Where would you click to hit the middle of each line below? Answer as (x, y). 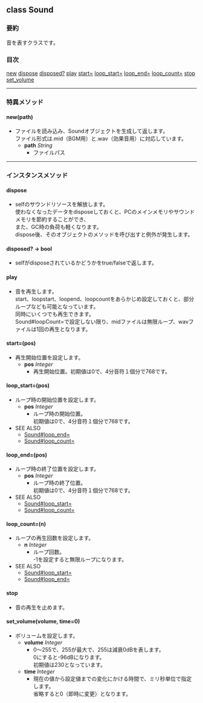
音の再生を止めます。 (41, 607)
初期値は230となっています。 (69, 664)
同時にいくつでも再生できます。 (55, 314)
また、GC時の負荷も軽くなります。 (59, 227)
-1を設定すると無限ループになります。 (80, 560)
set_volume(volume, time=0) (43, 621)
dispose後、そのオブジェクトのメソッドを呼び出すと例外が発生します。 (104, 234)
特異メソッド (25, 102)
